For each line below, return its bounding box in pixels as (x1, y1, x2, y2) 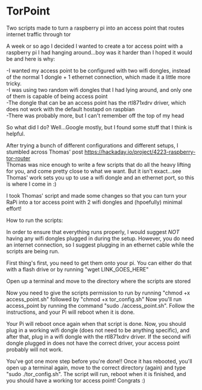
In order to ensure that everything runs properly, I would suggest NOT (6, 228, 180, 235)
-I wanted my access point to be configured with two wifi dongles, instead (6, 67, 191, 74)
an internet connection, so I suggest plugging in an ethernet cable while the (6, 241, 194, 249)
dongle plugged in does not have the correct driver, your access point (6, 339, 180, 346)
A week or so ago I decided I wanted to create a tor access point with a (6, 42, 183, 50)
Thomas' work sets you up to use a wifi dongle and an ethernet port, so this (6, 174, 195, 181)
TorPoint (6, 4, 50, 18)
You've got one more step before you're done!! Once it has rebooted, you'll (6, 357, 192, 365)
